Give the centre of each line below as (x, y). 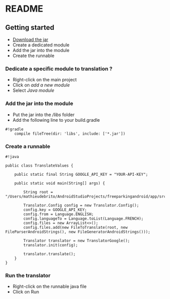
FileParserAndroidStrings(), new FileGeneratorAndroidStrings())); (78, 232)
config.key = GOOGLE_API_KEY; (55, 210)
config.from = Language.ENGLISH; (59, 214)
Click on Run (26, 292)
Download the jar (30, 39)
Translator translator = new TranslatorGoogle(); (77, 240)
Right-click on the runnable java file (50, 286)
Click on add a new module (41, 85)
